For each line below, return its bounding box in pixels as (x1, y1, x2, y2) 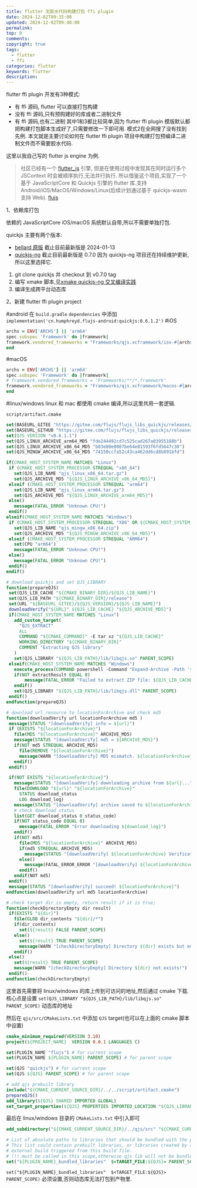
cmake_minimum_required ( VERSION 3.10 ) (6, 1033, 101, 1039)
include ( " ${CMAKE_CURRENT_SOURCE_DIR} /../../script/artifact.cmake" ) (6, 1087, 180, 1093)
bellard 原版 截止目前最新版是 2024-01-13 (14, 244, 116, 251)
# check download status (13, 807, 75, 813)
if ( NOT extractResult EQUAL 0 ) (13, 672, 91, 678)
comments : (6, 36, 30, 42)
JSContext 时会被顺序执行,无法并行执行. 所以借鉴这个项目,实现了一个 (20, 172, 187, 179)
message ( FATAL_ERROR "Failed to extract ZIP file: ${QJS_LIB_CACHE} (24, 678, 195, 683)
